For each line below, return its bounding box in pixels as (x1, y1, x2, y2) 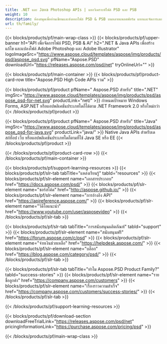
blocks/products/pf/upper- (105, 35, 160, 41)
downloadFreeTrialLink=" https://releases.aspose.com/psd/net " (5, 319, 134, 325)
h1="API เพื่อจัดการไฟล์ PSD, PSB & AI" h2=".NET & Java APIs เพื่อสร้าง (20, 40, 155, 46)
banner (5, 40, 20, 46)
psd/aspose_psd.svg (5, 57, 48, 63)
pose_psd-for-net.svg (5, 97, 50, 103)
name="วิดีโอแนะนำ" (22, 203, 61, 209)
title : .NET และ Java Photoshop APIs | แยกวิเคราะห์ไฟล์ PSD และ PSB (5, 7, 137, 12)
